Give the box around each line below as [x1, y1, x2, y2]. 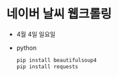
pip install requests [16, 63, 78, 70]
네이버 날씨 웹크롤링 [6, 6, 113, 22]
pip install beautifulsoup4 [16, 57, 97, 63]
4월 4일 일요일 [16, 30, 56, 38]
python [16, 44, 37, 52]
